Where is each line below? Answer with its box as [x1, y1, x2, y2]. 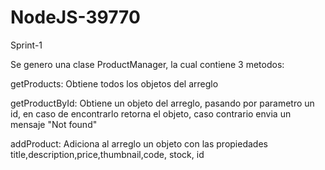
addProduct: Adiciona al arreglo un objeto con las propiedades [10, 137, 268, 150]
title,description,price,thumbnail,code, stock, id [10, 148, 205, 160]
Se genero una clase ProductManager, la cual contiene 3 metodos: [10, 58, 285, 70]
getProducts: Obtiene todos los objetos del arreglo [10, 77, 219, 90]
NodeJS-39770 [10, 6, 141, 29]
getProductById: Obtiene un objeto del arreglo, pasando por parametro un [10, 97, 315, 109]
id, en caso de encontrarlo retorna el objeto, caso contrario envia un [10, 107, 292, 120]
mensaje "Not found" [10, 118, 98, 130]
